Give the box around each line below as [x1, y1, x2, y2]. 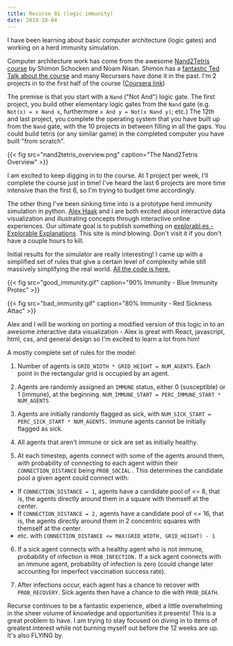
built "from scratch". [7, 136, 65, 145]
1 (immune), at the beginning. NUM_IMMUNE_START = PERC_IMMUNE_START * [17, 390, 221, 398]
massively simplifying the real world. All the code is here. [7, 265, 170, 273]
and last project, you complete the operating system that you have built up [7, 114, 220, 123]
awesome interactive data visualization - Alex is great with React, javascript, [7, 327, 225, 336]
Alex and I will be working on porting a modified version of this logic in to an [7, 320, 225, 328]
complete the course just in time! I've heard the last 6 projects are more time [7, 178, 226, 187]
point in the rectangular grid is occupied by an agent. [17, 369, 170, 377]
